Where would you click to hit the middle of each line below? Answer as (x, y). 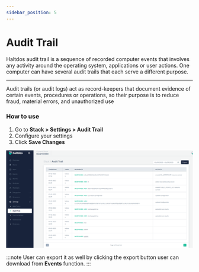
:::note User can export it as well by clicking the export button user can (93, 257)
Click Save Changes (40, 142)
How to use (23, 117)
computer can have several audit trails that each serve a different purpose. (97, 72)
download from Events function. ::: (49, 264)
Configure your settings (44, 136)
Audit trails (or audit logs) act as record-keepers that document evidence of (98, 88)
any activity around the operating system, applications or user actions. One (98, 65)
